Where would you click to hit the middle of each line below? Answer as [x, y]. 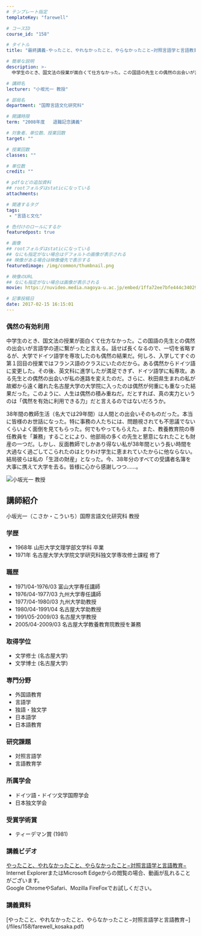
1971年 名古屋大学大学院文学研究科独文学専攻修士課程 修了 [87, 555]
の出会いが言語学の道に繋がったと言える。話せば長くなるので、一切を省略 [98, 348]
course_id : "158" [28, 34]
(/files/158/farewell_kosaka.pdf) [45, 926]
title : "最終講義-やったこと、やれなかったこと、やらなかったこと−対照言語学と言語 [98, 51]
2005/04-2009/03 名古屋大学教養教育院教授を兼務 [78, 624]
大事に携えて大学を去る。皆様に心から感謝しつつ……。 [74, 467]
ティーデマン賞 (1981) [41, 834]
